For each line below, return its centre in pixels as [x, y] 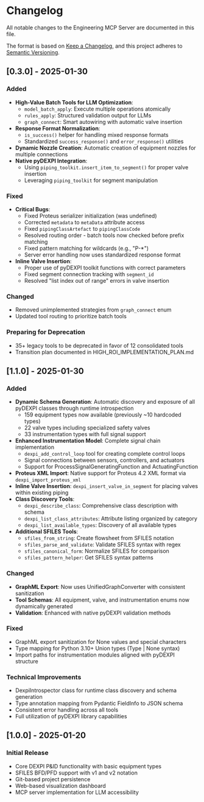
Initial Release [27, 753]
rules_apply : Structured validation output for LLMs [88, 115]
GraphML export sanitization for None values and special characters [101, 641]
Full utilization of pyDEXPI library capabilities [71, 716]
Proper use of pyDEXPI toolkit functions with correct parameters [105, 268]
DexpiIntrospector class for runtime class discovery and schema [96, 690]
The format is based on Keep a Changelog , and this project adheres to [94, 46]
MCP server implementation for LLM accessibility [77, 792]
